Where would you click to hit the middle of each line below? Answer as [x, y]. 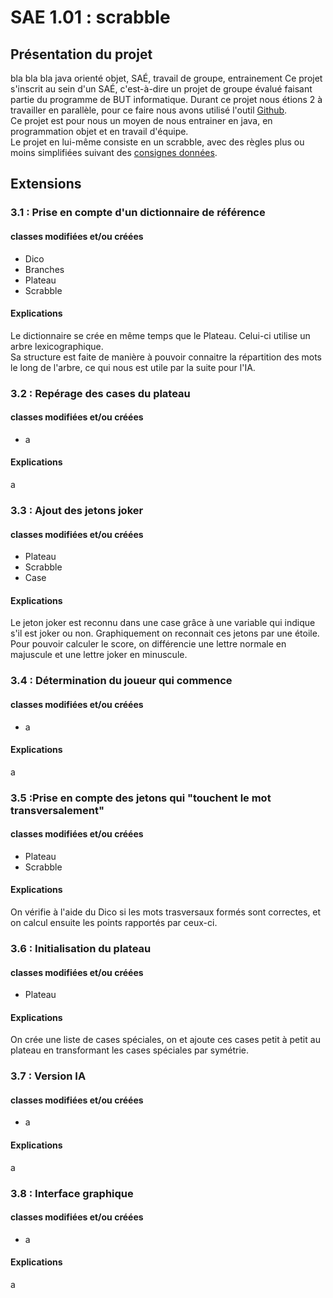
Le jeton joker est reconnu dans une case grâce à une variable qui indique [163, 623]
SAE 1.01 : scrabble [90, 17]
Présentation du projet [81, 54]
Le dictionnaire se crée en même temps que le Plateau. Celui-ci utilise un [160, 335]
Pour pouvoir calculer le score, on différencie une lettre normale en [148, 644]
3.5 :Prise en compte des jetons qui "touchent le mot [141, 798]
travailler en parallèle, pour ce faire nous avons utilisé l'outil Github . [149, 110]
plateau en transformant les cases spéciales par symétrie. [130, 1050]
